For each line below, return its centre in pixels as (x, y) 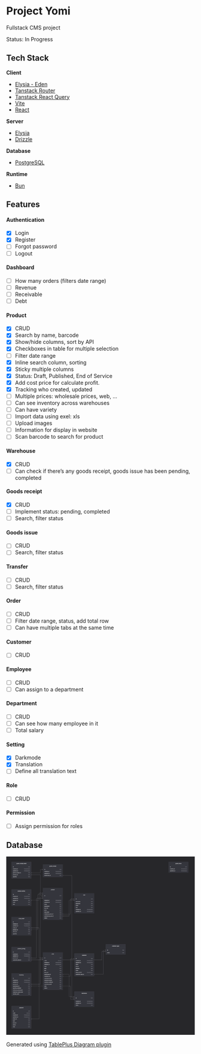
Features (23, 205)
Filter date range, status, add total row (62, 621)
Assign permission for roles (48, 826)
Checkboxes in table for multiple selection (67, 349)
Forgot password (36, 246)
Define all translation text (45, 771)
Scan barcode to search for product (59, 437)
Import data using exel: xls (47, 416)
